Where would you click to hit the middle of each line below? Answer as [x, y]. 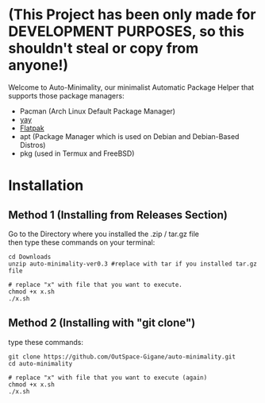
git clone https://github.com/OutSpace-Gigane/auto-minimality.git [122, 356]
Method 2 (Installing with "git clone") [102, 323]
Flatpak [32, 128]
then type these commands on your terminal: [82, 242]
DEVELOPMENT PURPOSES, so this [126, 31]
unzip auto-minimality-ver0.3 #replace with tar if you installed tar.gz [133, 264]
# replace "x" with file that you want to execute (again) [108, 378]
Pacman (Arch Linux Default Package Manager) [98, 111]
